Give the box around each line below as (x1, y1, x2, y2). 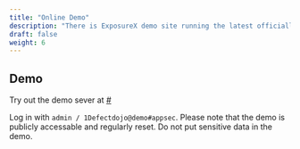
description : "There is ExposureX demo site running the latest (9, 21, 254, 30)
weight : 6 (9, 37, 46, 47)
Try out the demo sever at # (9, 95, 112, 105)
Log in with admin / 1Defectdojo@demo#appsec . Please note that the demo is (9, 112, 286, 123)
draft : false (9, 29, 58, 38)
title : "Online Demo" (9, 12, 90, 22)
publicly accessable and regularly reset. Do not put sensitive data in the (9, 121, 272, 132)
